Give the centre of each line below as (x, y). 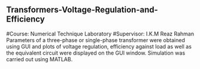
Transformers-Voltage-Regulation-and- (82, 10)
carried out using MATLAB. (40, 59)
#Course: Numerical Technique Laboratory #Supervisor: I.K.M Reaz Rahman (100, 34)
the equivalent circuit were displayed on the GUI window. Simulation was (96, 53)
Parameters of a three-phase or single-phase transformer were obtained (96, 40)
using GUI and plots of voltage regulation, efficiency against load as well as (99, 46)
